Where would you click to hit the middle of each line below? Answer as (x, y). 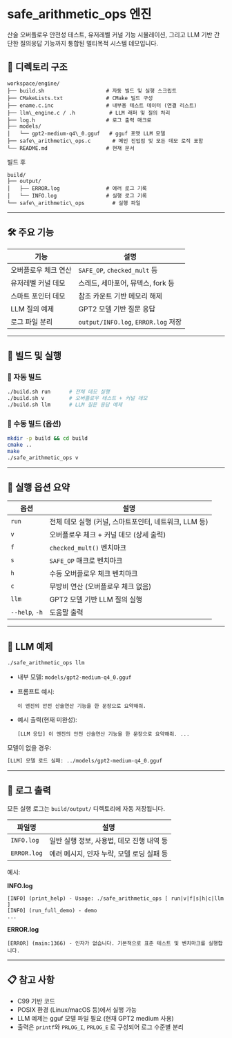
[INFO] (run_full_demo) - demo (52, 910)
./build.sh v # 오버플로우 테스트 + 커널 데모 (77, 398)
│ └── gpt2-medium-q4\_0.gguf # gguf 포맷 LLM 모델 (86, 133)
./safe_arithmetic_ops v (43, 458)
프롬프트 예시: (36, 692)
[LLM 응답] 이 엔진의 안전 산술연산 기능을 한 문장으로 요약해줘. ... (103, 734)
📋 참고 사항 (31, 980)
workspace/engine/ (33, 84)
